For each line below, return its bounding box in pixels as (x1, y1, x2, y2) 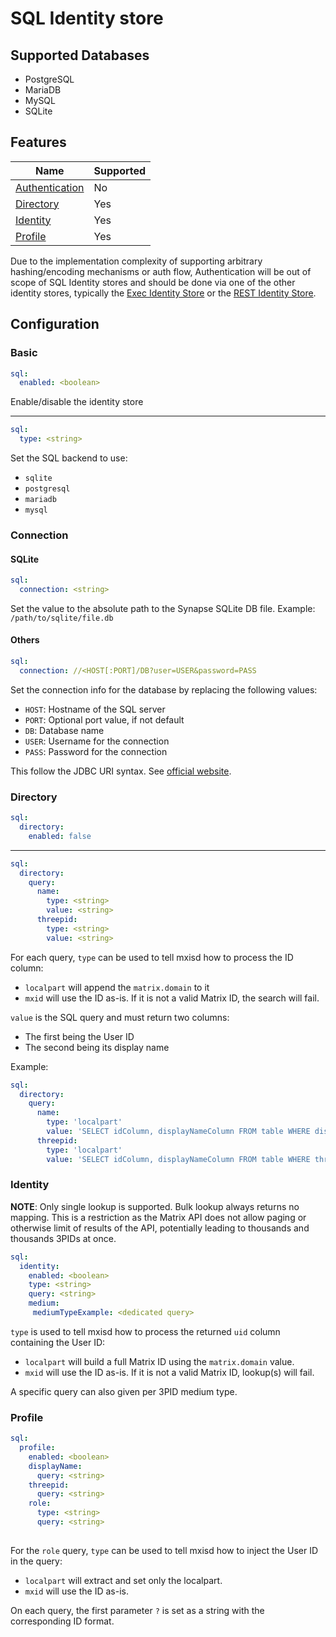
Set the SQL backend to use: (10, 452, 128, 464)
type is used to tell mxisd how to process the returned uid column (10, 1325, 281, 1337)
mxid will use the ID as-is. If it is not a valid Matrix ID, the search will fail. (24, 992, 320, 1004)
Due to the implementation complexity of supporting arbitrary (10, 255, 263, 267)
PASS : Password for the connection (24, 745, 168, 757)
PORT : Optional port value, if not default (24, 713, 185, 726)
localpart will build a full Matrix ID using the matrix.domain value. (24, 1355, 295, 1367)
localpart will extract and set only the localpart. (24, 1574, 223, 1586)
